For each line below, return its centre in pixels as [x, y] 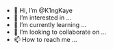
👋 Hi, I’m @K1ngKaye [43, 10]
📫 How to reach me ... [45, 40]
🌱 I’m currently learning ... [50, 25]
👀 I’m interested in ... [42, 18]
